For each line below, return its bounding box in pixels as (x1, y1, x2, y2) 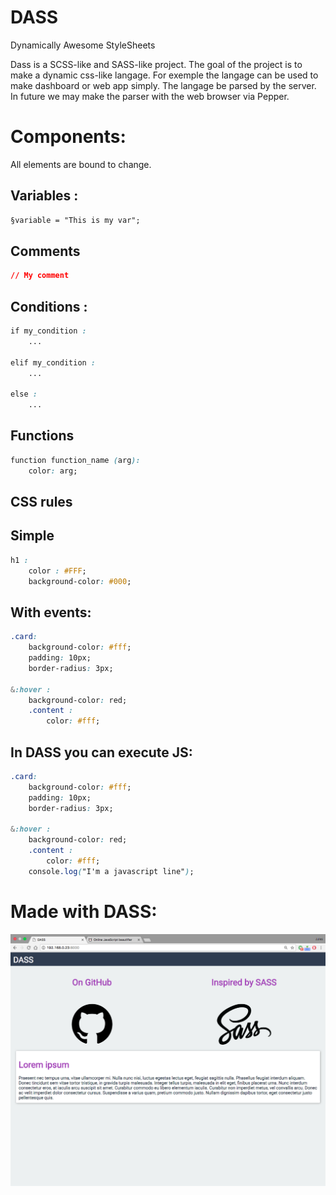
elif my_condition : (10, 357, 97, 368)
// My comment (10, 271, 70, 281)
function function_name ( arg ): (10, 455, 141, 465)
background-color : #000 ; (28, 576, 132, 586)
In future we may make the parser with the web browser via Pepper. (10, 90, 290, 102)
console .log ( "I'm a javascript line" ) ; (28, 866, 195, 876)
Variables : (10, 187, 79, 205)
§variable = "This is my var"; (10, 215, 141, 225)
